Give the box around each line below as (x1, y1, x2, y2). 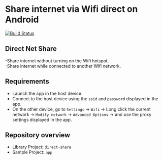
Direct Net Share (5, 44, 57, 53)
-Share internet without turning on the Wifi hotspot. (5, 58, 109, 64)
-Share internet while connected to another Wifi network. (5, 63, 121, 69)
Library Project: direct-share (12, 144, 71, 150)
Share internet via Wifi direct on (5, 3, 138, 15)
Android (5, 14, 39, 25)
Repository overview (5, 131, 70, 139)
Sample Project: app (12, 149, 53, 155)
